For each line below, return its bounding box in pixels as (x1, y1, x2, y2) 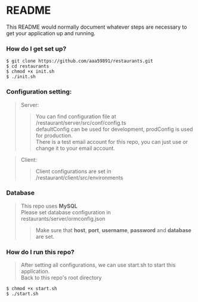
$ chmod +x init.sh (6, 69, 55, 75)
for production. (35, 132, 73, 139)
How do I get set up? (6, 44, 67, 53)
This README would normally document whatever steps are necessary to (6, 23, 187, 30)
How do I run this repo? (6, 248, 75, 256)
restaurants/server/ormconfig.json (20, 215, 106, 222)
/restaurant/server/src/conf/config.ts (35, 119, 126, 126)
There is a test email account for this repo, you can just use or (35, 138, 188, 145)
